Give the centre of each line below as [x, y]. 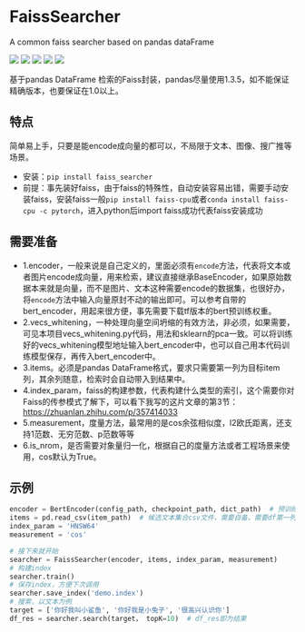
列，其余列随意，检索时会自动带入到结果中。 [106, 379]
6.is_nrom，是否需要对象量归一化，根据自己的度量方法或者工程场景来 [152, 445]
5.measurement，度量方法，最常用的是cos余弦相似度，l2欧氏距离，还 [153, 422]
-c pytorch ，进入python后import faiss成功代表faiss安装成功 [151, 210]
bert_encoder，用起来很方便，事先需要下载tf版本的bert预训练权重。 [149, 311]
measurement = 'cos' [49, 535]
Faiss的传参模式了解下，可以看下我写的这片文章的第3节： [130, 401]
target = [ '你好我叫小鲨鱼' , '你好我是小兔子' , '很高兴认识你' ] [120, 610]
